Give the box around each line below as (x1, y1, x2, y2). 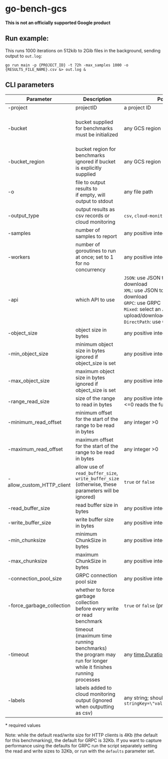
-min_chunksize (7, 536, 46, 544)
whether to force (75, 586, 115, 593)
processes (75, 676, 100, 683)
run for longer (75, 657, 108, 664)
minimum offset (75, 409, 112, 416)
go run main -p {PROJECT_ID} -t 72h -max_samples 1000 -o (5, 62, 128, 68)
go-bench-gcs (5, 3, 67, 15)
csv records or (75, 212, 110, 219)
